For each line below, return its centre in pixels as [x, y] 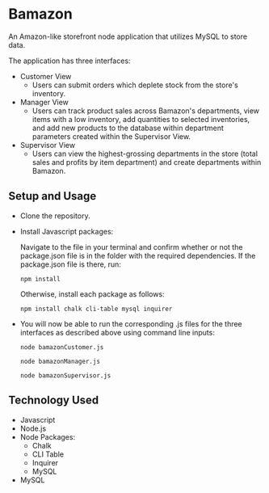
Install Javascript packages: [67, 231]
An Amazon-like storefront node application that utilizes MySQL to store [128, 36]
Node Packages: [47, 436]
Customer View [46, 76]
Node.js [33, 428]
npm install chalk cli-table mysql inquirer [96, 309]
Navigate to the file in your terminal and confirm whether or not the [131, 247]
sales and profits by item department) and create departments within [147, 162]
